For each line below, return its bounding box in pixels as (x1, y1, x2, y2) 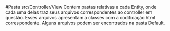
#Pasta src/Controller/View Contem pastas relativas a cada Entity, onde (5, 4, 157, 10)
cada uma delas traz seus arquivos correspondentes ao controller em (5, 9, 153, 15)
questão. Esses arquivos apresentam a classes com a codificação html (5, 15, 156, 20)
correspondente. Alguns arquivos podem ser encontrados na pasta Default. (5, 20, 165, 26)
